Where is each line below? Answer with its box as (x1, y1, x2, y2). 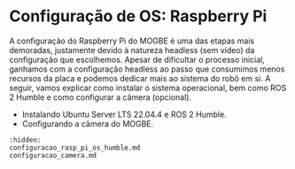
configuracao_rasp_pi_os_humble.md (9, 143, 141, 152)
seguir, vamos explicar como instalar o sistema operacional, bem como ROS (9, 82, 287, 93)
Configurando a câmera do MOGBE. (21, 118, 154, 129)
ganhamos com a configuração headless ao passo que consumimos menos (9, 64, 285, 74)
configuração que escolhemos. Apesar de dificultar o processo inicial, (9, 54, 266, 65)
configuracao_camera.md (9, 150, 97, 160)
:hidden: (9, 135, 42, 144)
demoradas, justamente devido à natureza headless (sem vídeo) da (9, 44, 255, 55)
